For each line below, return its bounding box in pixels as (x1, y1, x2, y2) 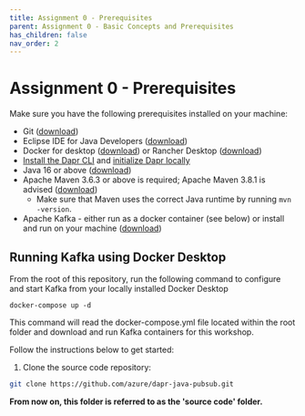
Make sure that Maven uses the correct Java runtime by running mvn (36, 193, 291, 205)
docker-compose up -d (9, 301, 92, 310)
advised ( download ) (22, 184, 98, 195)
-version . (36, 203, 72, 214)
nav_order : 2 (9, 38, 59, 48)
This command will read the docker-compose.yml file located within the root (9, 317, 296, 328)
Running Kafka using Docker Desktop (9, 249, 227, 265)
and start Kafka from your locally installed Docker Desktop (9, 284, 229, 294)
